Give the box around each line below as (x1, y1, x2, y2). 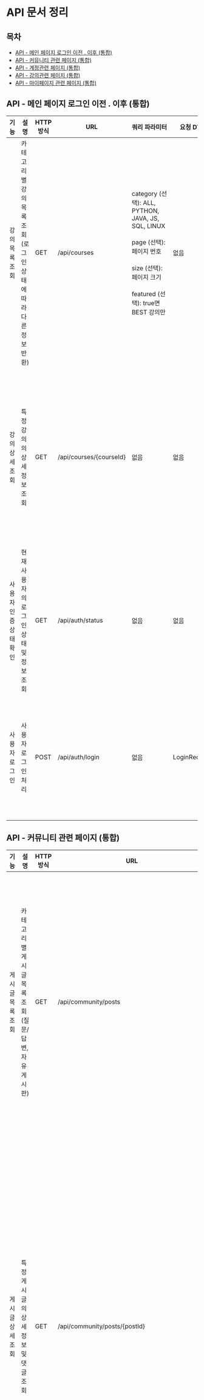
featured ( (131, 289, 160, 298)
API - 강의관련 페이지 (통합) (15, 72, 81, 79)
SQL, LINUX (131, 221, 166, 230)
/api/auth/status (57, 616, 103, 624)
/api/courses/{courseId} (57, 452, 126, 461)
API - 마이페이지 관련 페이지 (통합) (15, 80, 97, 86)
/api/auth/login (57, 753, 100, 761)
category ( (131, 189, 162, 198)
